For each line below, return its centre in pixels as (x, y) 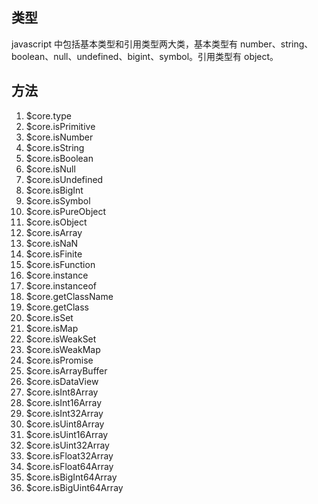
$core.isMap (52, 328)
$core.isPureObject (66, 211)
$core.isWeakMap (63, 349)
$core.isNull (50, 169)
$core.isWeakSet (61, 339)
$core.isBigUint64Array (74, 487)
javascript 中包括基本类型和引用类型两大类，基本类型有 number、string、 (162, 44)
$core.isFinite (54, 254)
